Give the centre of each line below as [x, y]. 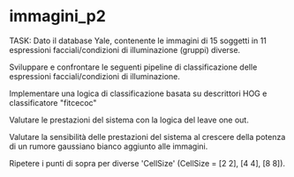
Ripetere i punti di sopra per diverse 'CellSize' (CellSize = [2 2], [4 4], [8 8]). [147, 163]
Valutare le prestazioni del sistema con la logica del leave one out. [129, 120]
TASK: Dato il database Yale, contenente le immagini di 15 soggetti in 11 [138, 41]
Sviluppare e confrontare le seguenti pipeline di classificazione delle [133, 67]
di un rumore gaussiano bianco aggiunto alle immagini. [109, 146]
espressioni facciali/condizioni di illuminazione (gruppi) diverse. [125, 49]
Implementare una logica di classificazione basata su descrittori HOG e [138, 93]
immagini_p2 [57, 16]
